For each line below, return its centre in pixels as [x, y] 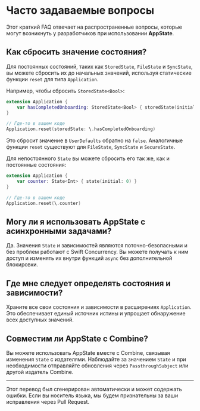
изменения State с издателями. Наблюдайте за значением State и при [96, 359]
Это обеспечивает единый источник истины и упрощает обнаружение [96, 314]
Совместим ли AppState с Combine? [77, 338]
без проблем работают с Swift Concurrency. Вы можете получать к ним [97, 252]
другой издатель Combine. [40, 372]
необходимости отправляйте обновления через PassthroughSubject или [97, 366]
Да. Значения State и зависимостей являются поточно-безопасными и [97, 246]
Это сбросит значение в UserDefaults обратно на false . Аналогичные [95, 140]
